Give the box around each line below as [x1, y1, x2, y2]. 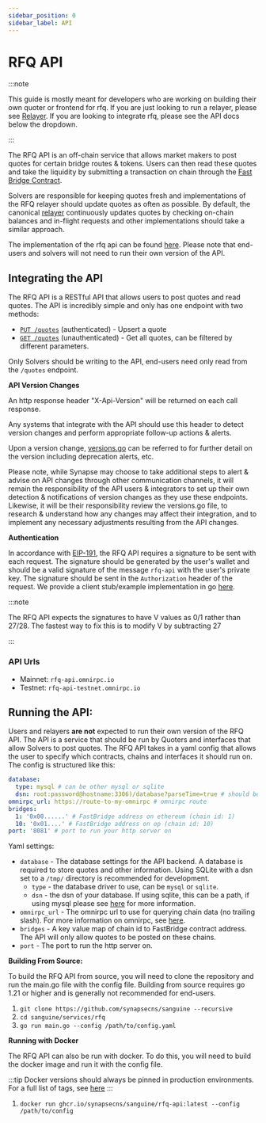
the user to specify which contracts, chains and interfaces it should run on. [8, 752, 253, 761]
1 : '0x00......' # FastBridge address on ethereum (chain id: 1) [15, 813, 236, 820]
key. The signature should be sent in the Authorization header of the [8, 573, 234, 583]
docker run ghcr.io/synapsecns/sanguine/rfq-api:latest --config [19, 1100, 240, 1109]
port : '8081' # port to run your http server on [8, 827, 172, 836]
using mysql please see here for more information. [31, 899, 196, 908]
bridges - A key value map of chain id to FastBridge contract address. [19, 924, 247, 934]
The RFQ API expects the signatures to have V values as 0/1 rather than [8, 613, 241, 622]
